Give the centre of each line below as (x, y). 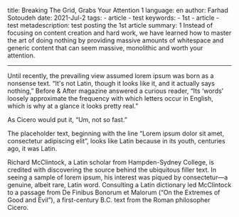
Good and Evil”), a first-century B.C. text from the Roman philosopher (109, 200)
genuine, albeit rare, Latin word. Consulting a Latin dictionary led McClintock (119, 185)
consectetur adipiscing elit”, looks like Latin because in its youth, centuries (116, 141)
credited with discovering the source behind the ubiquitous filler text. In (112, 170)
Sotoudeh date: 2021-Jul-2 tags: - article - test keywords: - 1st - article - (113, 18)
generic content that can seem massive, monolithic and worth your (105, 48)
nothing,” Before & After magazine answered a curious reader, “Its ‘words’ (116, 91)
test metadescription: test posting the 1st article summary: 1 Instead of (110, 25)
